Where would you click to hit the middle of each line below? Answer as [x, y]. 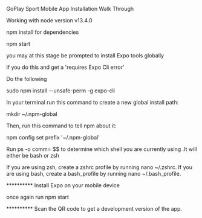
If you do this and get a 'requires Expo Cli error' [65, 67]
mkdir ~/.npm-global [32, 114]
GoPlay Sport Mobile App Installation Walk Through [70, 9]
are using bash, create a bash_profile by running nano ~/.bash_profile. [94, 174]
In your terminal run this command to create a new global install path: [93, 102]
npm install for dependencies [43, 32]
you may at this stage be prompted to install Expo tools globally [85, 56]
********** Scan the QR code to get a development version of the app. [94, 209]
